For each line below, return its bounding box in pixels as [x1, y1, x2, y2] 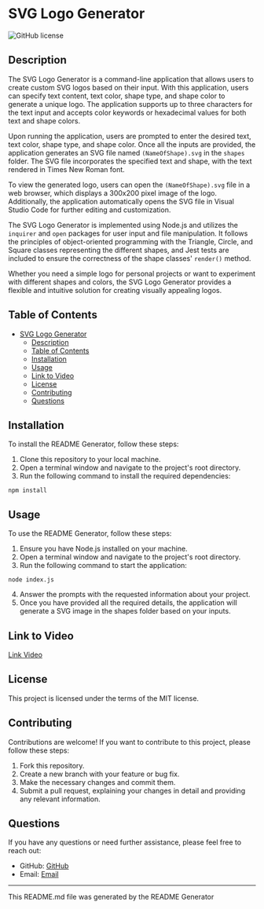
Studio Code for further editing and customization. [8, 205, 171, 214]
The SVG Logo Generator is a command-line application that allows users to [8, 74, 254, 83]
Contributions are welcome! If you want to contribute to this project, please [8, 737, 251, 746]
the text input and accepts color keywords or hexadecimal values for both [8, 108, 247, 117]
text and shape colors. [8, 115, 81, 126]
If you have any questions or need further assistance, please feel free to [8, 838, 242, 847]
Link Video [8, 650, 43, 659]
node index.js [8, 576, 55, 584]
